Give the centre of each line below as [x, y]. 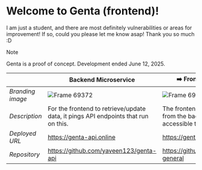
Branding [22, 91]
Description [26, 116]
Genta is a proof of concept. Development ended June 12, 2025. [86, 64]
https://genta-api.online [82, 137]
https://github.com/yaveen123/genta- [102, 150]
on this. [58, 123]
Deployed [23, 133]
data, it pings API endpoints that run [98, 116]
